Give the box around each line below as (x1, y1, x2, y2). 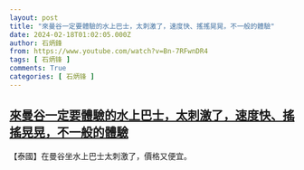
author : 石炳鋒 (9, 38, 62, 48)
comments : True (9, 64, 67, 73)
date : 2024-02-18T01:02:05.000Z (9, 30, 131, 39)
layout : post (9, 13, 59, 23)
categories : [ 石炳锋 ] (9, 72, 95, 81)
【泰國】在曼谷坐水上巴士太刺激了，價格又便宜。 (9, 150, 192, 161)
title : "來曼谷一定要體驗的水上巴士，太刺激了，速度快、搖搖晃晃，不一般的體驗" (9, 22, 275, 31)
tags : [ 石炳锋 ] (9, 55, 71, 64)
